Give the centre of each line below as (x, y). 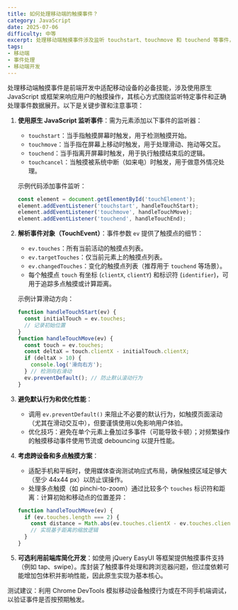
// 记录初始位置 (45, 325)
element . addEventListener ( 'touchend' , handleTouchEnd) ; (102, 219)
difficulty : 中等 (32, 34)
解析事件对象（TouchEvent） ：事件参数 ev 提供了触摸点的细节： (110, 234)
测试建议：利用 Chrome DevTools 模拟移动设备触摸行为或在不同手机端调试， (119, 590)
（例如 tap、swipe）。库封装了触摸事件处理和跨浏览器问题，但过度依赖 (120, 566)
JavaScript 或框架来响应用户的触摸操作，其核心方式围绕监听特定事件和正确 (117, 96)
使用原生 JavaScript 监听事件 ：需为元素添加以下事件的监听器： (110, 120)
